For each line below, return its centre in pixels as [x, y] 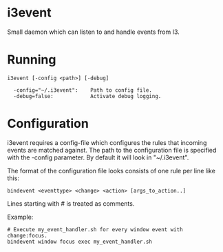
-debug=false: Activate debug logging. [87, 96]
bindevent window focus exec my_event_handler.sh [80, 242]
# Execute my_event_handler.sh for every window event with [95, 229]
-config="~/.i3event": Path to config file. [83, 90]
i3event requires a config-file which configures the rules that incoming [107, 142]
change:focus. [28, 235]
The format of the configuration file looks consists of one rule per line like [111, 171]
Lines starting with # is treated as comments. [71, 203]
